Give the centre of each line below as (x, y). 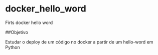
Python (13, 47)
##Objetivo (17, 32)
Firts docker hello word (29, 22)
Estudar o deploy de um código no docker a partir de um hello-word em (79, 42)
